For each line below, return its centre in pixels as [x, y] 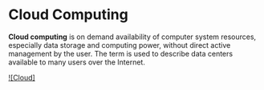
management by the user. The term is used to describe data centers [121, 53]
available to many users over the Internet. [77, 62]
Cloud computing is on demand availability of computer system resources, [132, 37]
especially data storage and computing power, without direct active [120, 45]
